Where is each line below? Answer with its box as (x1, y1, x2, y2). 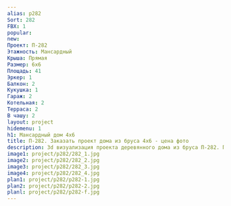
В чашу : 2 (7, 112, 36, 119)
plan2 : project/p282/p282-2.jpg (7, 183, 100, 190)
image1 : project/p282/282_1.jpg (7, 150, 100, 158)
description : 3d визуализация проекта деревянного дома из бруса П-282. (7, 144, 220, 151)
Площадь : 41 (7, 67, 41, 74)
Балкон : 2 (7, 80, 36, 87)
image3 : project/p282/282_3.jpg (7, 163, 100, 170)
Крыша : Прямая (7, 55, 48, 62)
